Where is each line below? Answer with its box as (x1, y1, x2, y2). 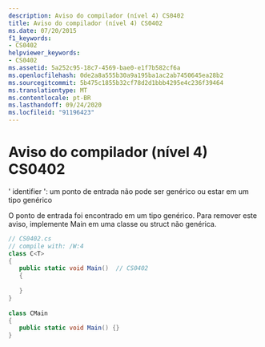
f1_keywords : (8, 34, 52, 42)
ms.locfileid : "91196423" (8, 109, 94, 117)
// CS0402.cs (8, 234, 52, 243)
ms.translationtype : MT (8, 86, 88, 95)
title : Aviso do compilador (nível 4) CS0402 (8, 19, 163, 27)
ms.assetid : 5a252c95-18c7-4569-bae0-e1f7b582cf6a (8, 64, 181, 72)
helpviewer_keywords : (8, 49, 81, 57)
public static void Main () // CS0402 (18, 264, 149, 272)
